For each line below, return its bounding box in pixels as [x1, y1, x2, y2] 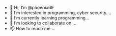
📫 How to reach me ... [9, 26, 56, 31]
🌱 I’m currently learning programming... [9, 15, 89, 20]
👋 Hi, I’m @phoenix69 [9, 5, 54, 10]
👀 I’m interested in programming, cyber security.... [9, 10, 112, 16]
